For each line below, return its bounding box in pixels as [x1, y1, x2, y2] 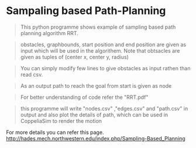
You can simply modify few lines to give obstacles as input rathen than [20, 64, 191, 71]
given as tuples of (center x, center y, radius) [20, 53, 129, 60]
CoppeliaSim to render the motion [20, 117, 102, 124]
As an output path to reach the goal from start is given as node [20, 82, 172, 89]
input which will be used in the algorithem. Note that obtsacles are [20, 47, 180, 54]
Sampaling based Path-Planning [6, 4, 166, 18]
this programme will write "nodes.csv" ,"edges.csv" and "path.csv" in [20, 105, 188, 112]
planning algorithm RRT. [20, 29, 79, 36]
